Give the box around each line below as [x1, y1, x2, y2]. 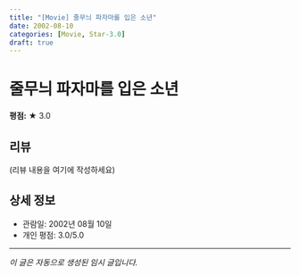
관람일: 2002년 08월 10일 [21, 218, 112, 229]
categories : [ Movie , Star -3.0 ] [9, 29, 126, 38]
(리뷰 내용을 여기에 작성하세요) [9, 164, 116, 175]
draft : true [9, 37, 54, 47]
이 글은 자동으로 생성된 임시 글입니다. [9, 256, 138, 268]
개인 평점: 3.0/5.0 [21, 229, 85, 240]
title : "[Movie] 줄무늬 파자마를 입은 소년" [9, 12, 157, 22]
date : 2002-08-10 [9, 21, 74, 30]
